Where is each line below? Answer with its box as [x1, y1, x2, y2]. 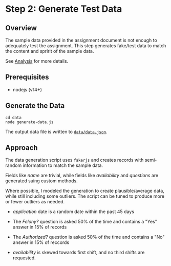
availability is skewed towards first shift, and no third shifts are [12, 250, 145, 256]
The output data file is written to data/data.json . [5, 128, 108, 135]
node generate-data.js [5, 119, 54, 125]
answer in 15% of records [12, 224, 67, 230]
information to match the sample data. [23, 162, 103, 168]
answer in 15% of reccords [12, 239, 70, 245]
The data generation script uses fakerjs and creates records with [5, 157, 144, 163]
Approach [5, 143, 38, 152]
